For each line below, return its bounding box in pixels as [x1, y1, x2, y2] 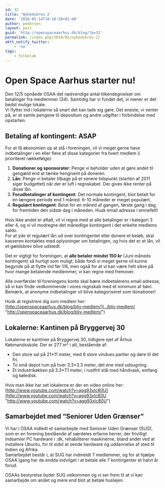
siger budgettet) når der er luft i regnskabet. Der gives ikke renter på [12, 181, 152, 187]
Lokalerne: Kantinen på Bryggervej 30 [5, 323, 125, 332]
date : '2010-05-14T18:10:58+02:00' [5, 16, 79, 21]
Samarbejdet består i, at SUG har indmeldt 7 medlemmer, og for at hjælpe [5, 452, 155, 458]
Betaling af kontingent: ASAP [5, 132, 97, 140]
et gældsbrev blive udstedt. [5, 244, 61, 249]
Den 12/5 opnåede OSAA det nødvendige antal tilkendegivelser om [5, 91, 141, 97]
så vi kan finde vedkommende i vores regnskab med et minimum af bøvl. [5, 284, 153, 290]
